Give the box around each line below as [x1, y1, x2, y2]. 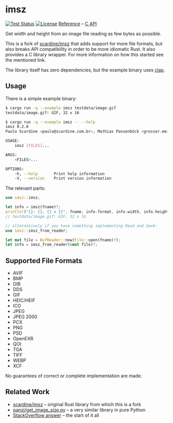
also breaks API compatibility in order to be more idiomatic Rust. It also [5, 46, 155, 52]
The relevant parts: [5, 185, 46, 191]
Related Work [5, 388, 50, 396]
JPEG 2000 [12, 314, 38, 320]
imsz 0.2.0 [5, 124, 29, 130]
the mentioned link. [5, 57, 46, 63]
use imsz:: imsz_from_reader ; [5, 228, 68, 233]
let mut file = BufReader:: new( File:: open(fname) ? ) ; [5, 237, 121, 243]
